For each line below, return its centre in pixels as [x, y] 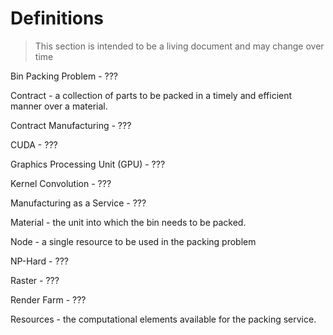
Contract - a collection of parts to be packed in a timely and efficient [151, 95]
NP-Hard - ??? [39, 261]
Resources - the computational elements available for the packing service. [163, 319]
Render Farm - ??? [48, 299]
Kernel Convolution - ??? [61, 183]
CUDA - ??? [34, 144]
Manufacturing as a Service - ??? [78, 203]
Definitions [57, 18]
